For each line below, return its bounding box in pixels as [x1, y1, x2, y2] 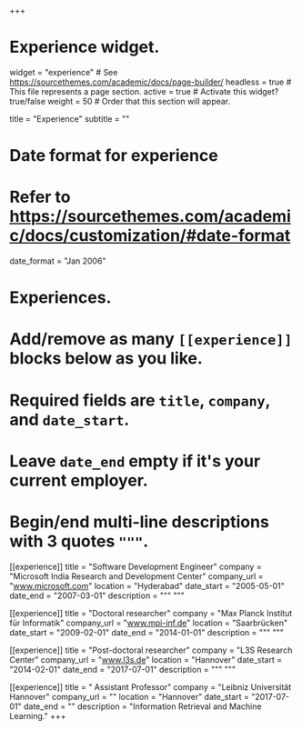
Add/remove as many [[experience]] [9, 329, 293, 350]
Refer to [9, 187, 71, 207]
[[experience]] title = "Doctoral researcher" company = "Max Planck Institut [9, 607, 293, 618]
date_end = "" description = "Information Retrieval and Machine [23, 701, 262, 712]
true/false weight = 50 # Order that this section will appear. [9, 95, 231, 106]
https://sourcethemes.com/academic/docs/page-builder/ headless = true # [9, 76, 292, 87]
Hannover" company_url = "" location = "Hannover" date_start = [9, 691, 250, 702]
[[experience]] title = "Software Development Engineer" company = [9, 561, 262, 572]
